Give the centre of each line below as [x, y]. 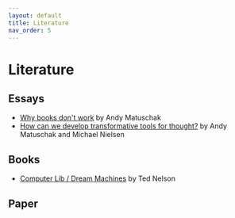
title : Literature [39, 23]
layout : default [35, 15]
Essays [27, 99]
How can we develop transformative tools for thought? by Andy [123, 126]
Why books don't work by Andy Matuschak [90, 118]
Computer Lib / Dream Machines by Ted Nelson [98, 178]
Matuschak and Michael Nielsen [72, 135]
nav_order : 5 [30, 30]
